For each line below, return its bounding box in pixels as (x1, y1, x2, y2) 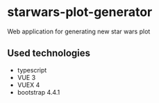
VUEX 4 (17, 81, 40, 89)
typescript (17, 65, 47, 74)
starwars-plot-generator (7, 4, 153, 20)
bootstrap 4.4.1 (17, 88, 60, 96)
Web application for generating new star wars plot (7, 27, 151, 35)
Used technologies (7, 47, 91, 59)
